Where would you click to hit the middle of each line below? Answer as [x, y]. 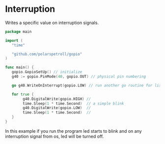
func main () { [20, 67]
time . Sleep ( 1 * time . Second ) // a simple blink [73, 103]
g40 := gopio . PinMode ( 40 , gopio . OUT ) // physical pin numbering [79, 77]
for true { [23, 94]
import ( [14, 40]
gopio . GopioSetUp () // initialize [47, 72]
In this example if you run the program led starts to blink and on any [73, 131]
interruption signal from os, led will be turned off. [55, 136]
